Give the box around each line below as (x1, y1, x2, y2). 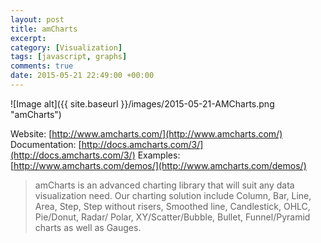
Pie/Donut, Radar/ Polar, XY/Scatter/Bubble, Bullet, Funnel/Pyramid (34, 211, 311, 223)
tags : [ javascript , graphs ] (10, 52, 128, 62)
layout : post (10, 14, 65, 25)
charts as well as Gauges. (34, 221, 142, 233)
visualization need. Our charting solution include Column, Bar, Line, (34, 189, 312, 201)
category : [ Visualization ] (10, 42, 123, 53)
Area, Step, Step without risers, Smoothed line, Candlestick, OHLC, (34, 200, 311, 212)
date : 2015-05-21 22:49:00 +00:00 (10, 71, 155, 81)
